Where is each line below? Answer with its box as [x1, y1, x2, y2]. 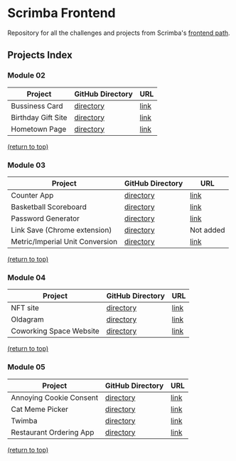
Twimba [11, 415, 38, 425]
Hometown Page [11, 124, 67, 134]
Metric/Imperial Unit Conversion [11, 236, 118, 246]
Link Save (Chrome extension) [11, 225, 112, 235]
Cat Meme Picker [11, 404, 69, 414]
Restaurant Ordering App [11, 427, 95, 437]
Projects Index [7, 49, 73, 61]
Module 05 [7, 362, 46, 372]
